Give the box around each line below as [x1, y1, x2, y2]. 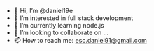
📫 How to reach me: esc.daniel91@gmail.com [13, 37, 147, 44]
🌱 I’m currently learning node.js [13, 21, 105, 29]
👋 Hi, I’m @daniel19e [13, 7, 73, 14]
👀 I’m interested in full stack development [13, 14, 134, 22]
